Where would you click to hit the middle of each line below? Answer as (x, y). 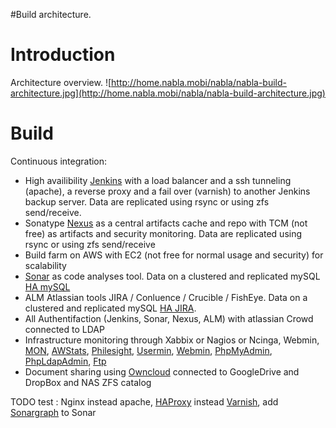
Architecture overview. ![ (61, 82)
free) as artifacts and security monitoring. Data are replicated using (163, 233)
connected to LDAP (64, 329)
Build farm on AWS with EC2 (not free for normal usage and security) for (174, 255)
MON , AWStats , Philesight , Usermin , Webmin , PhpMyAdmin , (148, 350)
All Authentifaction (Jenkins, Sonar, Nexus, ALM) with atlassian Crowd (169, 318)
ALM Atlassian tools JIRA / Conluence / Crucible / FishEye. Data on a (166, 297)
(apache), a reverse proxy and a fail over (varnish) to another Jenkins (167, 191)
